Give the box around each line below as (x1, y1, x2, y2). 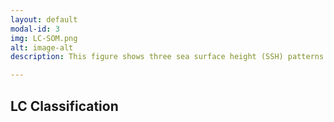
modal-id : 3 (10, 24, 60, 34)
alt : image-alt (10, 42, 74, 53)
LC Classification (10, 97, 119, 115)
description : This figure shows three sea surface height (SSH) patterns (10, 52, 325, 62)
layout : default (10, 14, 78, 25)
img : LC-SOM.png (10, 33, 78, 43)
